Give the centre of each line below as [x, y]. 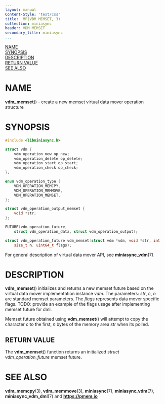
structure [14, 107]
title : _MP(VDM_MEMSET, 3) [33, 19]
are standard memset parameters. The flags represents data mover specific [82, 299]
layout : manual [21, 10]
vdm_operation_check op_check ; [46, 168]
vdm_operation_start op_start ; [46, 163]
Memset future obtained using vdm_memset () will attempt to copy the [77, 319]
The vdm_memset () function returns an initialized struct [62, 352]
